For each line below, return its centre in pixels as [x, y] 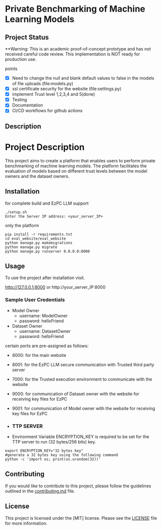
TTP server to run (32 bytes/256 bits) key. [54, 442]
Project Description [45, 147]
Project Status [27, 37]
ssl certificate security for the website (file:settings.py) [67, 89]
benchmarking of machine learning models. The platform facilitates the [76, 166]
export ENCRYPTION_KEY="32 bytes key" [44, 451]
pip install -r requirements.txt [39, 234]
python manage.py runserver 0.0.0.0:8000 [48, 251]
